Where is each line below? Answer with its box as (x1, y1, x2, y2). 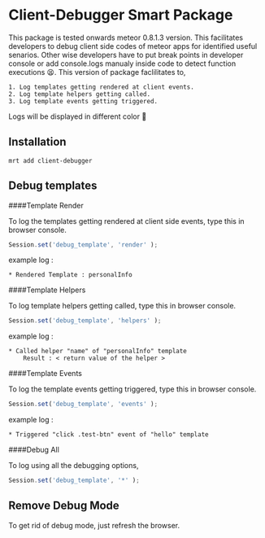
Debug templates (8, 179, 98, 193)
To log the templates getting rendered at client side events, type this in (8, 216, 245, 225)
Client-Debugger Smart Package (8, 6, 233, 24)
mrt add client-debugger (8, 156, 93, 164)
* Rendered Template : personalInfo (8, 271, 132, 279)
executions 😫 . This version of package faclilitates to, (8, 67, 186, 77)
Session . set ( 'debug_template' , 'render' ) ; (8, 240, 159, 249)
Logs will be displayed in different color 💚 (8, 112, 147, 121)
